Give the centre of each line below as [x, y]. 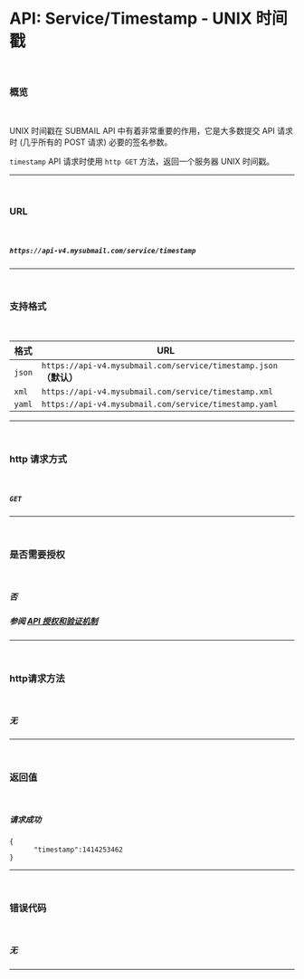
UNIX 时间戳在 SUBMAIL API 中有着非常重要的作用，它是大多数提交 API [142, 131]
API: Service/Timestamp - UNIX [131, 19]
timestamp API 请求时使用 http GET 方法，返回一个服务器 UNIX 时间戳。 [142, 162]
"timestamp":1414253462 [78, 850]
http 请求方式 [38, 459]
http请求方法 [37, 678]
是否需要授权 [38, 555]
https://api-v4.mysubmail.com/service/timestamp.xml [157, 391]
